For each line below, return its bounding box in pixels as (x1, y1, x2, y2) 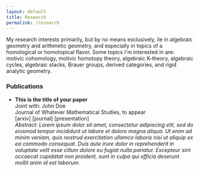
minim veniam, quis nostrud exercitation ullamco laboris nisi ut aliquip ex (14, 134, 194, 141)
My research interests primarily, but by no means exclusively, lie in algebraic (6, 36, 193, 43)
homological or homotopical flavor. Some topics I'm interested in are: (6, 49, 175, 56)
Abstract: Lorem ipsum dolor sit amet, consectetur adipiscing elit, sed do (14, 121, 194, 128)
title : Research (6, 14, 46, 20)
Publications (6, 83, 43, 91)
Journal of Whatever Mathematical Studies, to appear (14, 108, 146, 116)
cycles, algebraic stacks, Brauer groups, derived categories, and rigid (6, 61, 177, 68)
